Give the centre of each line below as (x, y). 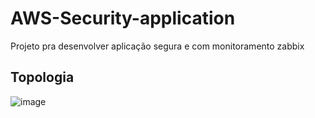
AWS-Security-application (123, 18)
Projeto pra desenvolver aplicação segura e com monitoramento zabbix (157, 46)
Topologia (42, 77)
